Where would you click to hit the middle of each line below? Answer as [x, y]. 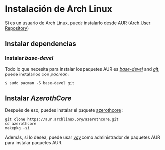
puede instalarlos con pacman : [37, 74]
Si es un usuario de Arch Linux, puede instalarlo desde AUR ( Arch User [78, 23]
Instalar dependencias [41, 44]
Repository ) [17, 28]
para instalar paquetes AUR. [34, 143]
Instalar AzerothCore [38, 99]
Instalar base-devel [29, 58]
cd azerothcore [21, 124]
